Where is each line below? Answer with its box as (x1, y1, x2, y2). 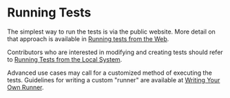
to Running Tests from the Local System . (7, 55, 123, 63)
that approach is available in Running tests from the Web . (7, 34, 169, 42)
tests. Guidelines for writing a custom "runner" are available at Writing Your (7, 75, 220, 84)
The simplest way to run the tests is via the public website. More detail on (7, 27, 216, 36)
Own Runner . (7, 83, 44, 91)
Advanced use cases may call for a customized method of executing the (7, 69, 212, 77)
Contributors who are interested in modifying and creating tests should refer (7, 48, 224, 56)
